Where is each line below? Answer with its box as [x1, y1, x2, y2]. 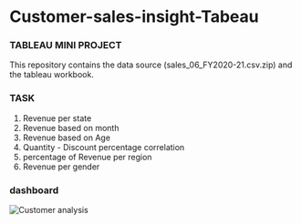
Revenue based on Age [22, 132, 111, 143]
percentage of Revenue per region [22, 151, 152, 162]
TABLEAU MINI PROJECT [9, 39, 122, 52]
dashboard [9, 184, 59, 197]
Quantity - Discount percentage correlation [22, 141, 185, 152]
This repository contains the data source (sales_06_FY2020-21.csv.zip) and [9, 59, 293, 70]
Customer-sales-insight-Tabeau [9, 6, 260, 27]
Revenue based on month [22, 122, 119, 133]
